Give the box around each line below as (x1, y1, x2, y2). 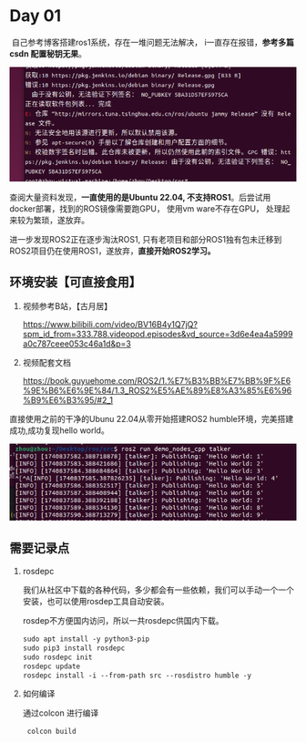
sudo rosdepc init (22, 653, 93, 662)
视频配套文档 (22, 356, 71, 367)
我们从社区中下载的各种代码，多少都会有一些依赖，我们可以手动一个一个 (22, 584, 294, 595)
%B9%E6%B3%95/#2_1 (22, 394, 114, 406)
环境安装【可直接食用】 (9, 274, 141, 290)
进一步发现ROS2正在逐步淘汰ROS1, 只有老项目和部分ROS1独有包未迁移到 (9, 234, 282, 245)
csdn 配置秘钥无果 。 (9, 47, 87, 59)
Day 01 (9, 5, 62, 26)
